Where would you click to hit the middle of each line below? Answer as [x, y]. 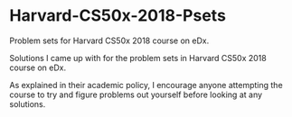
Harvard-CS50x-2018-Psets [118, 16]
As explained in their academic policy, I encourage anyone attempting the [146, 85]
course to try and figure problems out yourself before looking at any [136, 94]
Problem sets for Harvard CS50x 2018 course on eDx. [109, 40]
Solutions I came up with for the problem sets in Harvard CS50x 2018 [138, 58]
